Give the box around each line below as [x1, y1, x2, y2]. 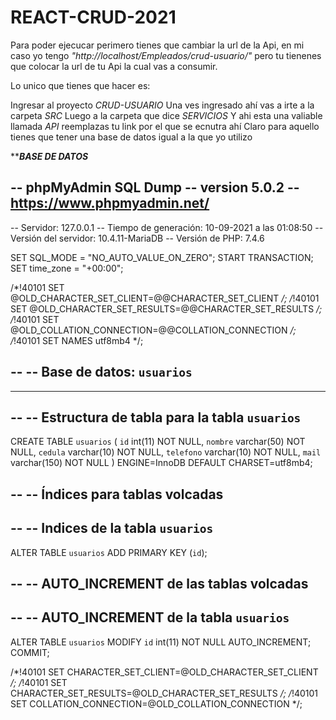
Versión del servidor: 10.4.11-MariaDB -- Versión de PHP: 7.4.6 [10, 232, 265, 244]
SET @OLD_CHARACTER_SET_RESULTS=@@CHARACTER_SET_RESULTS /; [10, 302, 323, 315]
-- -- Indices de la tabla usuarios [10, 520, 214, 537]
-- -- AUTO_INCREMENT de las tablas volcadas [10, 575, 309, 592]
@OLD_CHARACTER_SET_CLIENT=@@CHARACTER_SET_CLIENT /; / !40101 [10, 292, 320, 304]
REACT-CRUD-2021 [10, 6, 177, 29]
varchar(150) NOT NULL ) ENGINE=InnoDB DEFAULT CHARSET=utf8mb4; [10, 457, 313, 469]
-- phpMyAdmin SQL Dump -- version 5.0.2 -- [10, 179, 300, 196]
